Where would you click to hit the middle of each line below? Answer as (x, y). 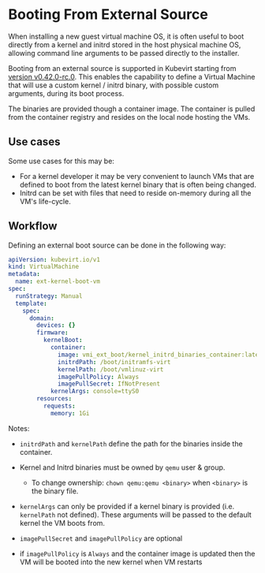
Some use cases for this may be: (61, 161)
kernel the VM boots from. (62, 523)
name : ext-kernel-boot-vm (58, 281)
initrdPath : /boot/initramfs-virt (114, 362)
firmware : (52, 333)
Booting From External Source (108, 15)
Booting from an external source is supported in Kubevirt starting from (122, 68)
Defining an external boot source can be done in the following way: (117, 245)
